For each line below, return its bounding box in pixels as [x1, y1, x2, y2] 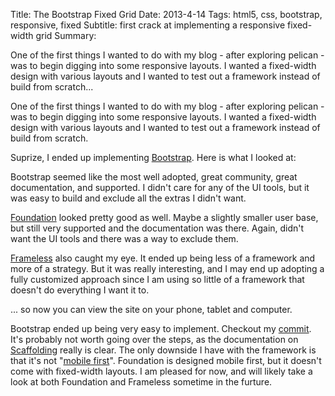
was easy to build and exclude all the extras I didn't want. [10, 192, 247, 204]
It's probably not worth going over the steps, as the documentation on [10, 334, 299, 345]
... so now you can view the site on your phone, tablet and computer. [10, 304, 293, 315]
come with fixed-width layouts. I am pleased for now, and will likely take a [10, 365, 313, 377]
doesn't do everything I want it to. [10, 284, 150, 296]
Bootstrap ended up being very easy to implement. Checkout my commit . [10, 323, 312, 334]
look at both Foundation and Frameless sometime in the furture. [10, 376, 273, 388]
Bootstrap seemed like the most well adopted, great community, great [10, 171, 298, 183]
